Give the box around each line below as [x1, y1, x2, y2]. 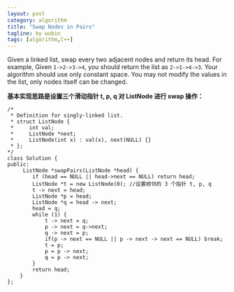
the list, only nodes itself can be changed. [7, 78, 128, 86]
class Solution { [7, 155, 58, 162]
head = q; [32, 205, 61, 212]
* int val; [10, 124, 54, 131]
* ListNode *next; [10, 131, 77, 138]
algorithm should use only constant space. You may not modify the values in [7, 71, 227, 79]
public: [7, 161, 30, 168]
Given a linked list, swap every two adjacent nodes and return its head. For [7, 55, 222, 64]
